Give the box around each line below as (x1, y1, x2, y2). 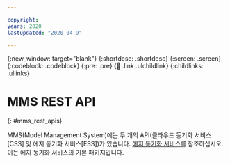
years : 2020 (7, 22, 42, 30)
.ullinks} (7, 69, 30, 77)
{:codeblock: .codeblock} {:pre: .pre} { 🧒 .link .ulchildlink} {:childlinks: (7, 62, 204, 70)
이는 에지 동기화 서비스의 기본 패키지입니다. (7, 148, 124, 157)
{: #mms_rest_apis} (7, 116, 63, 125)
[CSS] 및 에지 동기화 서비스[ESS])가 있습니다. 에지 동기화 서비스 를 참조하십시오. (7, 140, 224, 148)
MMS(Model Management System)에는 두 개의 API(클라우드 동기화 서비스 (7, 131, 212, 139)
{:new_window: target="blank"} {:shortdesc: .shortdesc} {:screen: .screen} (7, 54, 222, 63)
